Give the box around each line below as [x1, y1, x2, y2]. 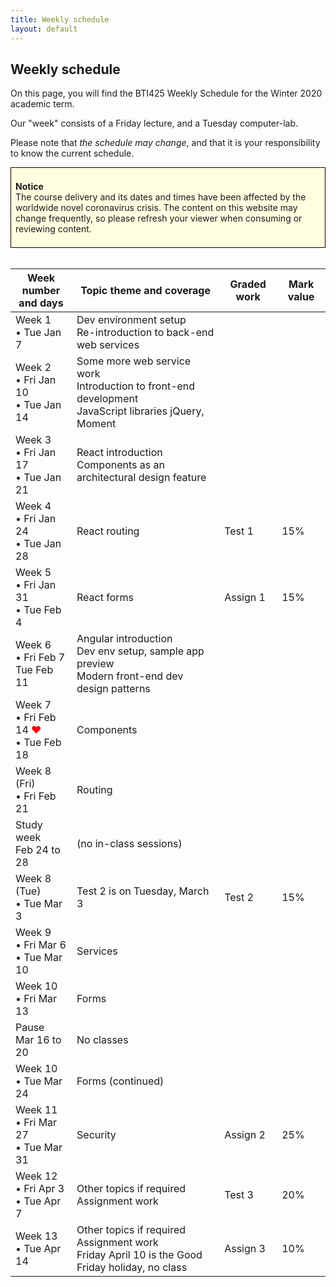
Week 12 [15, 1169, 58, 1183]
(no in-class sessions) [76, 837, 183, 851]
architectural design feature [76, 471, 207, 485]
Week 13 [15, 1229, 58, 1243]
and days [18, 296, 64, 310]
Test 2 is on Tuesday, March [76, 884, 210, 898]
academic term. [10, 98, 75, 110]
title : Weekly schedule [10, 14, 110, 25]
